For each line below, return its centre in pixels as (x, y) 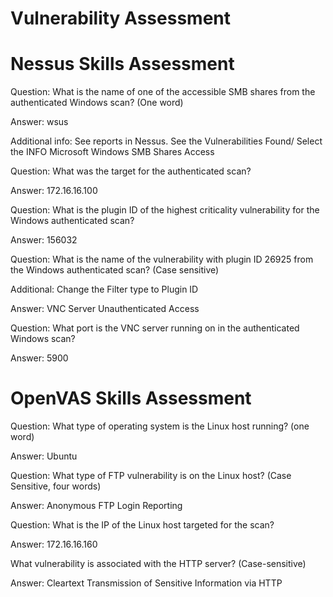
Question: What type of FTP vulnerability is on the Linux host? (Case (151, 476)
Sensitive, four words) (56, 486)
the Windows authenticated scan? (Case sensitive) (115, 270)
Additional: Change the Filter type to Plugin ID (104, 289)
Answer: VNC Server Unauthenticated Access (105, 309)
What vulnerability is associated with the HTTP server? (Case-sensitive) (158, 564)
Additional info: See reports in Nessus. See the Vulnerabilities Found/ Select (166, 141)
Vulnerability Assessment (120, 18)
